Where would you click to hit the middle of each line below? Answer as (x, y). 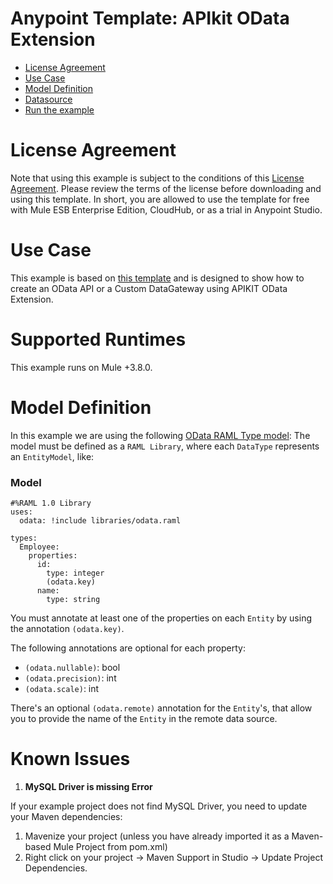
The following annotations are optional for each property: (128, 648)
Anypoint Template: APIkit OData (150, 18)
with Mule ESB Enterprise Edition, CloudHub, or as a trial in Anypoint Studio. (166, 209)
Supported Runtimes (98, 339)
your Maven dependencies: (66, 816)
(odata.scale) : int (62, 688)
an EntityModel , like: (52, 456)
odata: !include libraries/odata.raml (100, 520)
